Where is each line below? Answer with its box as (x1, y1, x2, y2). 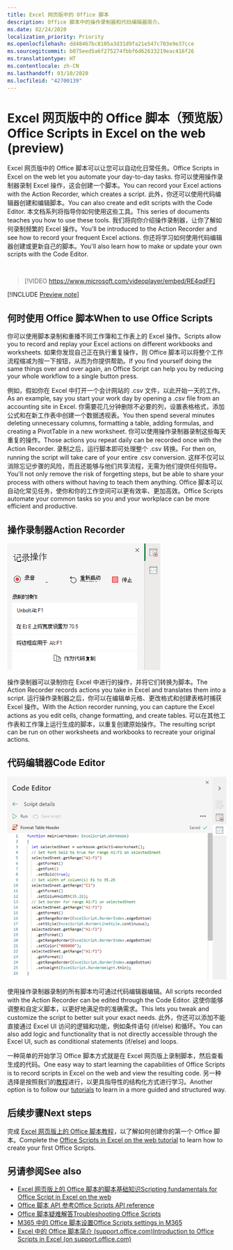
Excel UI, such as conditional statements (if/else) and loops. (7, 1037, 179, 1046)
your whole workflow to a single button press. (7, 372, 138, 380)
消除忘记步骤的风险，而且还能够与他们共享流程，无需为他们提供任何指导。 (7, 462, 220, 471)
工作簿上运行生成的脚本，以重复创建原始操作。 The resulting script (25, 720, 216, 729)
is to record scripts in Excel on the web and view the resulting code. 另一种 (7, 1069, 221, 1077)
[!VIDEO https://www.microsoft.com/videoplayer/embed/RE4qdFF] (24, 277, 216, 285)
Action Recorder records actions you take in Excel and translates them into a (7, 685, 226, 695)
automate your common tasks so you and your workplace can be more (7, 494, 210, 503)
